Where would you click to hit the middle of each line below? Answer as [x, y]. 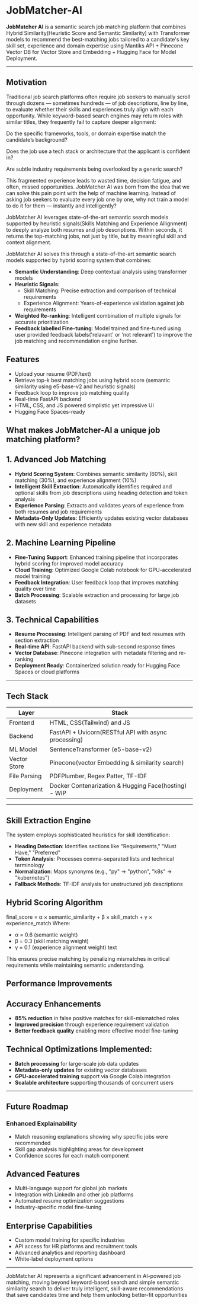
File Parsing [25, 776]
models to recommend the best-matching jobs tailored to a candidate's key [98, 39]
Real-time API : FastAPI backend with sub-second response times [95, 647]
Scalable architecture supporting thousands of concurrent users [94, 1082]
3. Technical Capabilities [53, 620]
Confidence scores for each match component [72, 1155]
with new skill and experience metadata [63, 524]
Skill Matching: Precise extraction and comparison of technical [100, 290]
